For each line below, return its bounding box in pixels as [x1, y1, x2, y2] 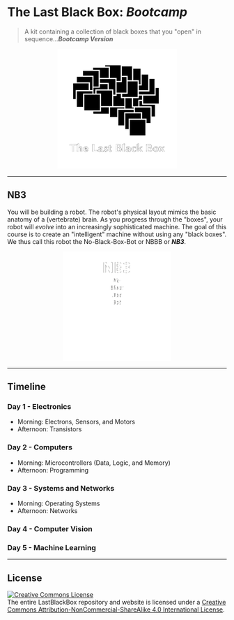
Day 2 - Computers [7, 442, 73, 452]
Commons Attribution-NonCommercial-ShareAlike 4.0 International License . [7, 605, 225, 614]
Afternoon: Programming [17, 466, 89, 474]
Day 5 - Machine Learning [7, 542, 96, 552]
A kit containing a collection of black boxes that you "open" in [24, 27, 202, 36]
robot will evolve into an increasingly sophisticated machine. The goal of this [7, 222, 227, 231]
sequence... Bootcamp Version [24, 34, 114, 43]
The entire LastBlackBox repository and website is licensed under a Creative [7, 598, 226, 607]
